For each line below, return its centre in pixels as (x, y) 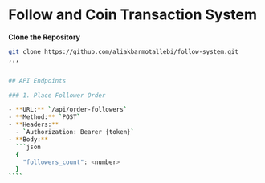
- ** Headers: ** (34, 125)
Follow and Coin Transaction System (133, 15)
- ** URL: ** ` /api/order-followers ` (68, 110)
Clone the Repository (44, 37)
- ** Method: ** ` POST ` (45, 117)
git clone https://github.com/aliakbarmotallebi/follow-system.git (124, 51)
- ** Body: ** (28, 139)
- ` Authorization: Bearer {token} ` (75, 132)
